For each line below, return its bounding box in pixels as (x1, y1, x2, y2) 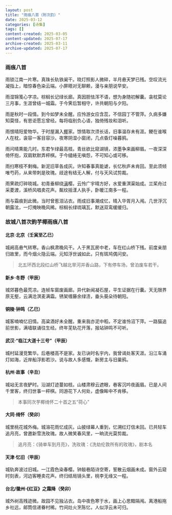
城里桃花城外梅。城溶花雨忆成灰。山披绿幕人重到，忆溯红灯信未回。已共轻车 (5, 424, 167, 430)
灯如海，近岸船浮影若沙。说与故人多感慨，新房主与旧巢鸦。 (5, 356, 131, 362)
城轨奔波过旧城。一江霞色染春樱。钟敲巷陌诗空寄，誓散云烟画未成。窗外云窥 (5, 466, 167, 473)
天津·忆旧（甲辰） (5, 454, 43, 460)
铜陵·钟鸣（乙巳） (5, 306, 43, 312)
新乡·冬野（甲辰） (5, 274, 43, 281)
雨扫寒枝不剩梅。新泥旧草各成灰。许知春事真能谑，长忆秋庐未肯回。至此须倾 (5, 163, 167, 169)
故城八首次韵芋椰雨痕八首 (5, 218, 69, 225)
